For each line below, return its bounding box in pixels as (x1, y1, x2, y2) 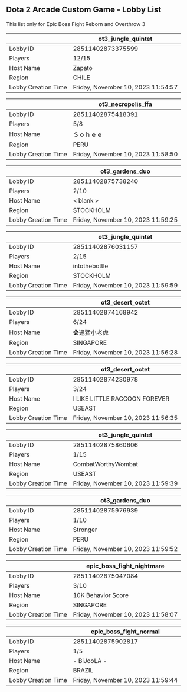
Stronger (73, 526, 97, 534)
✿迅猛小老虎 (73, 328, 109, 337)
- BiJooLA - (73, 656, 107, 665)
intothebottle (73, 262, 109, 270)
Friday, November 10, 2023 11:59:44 (73, 675, 178, 684)
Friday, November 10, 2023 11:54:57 (73, 83, 178, 91)
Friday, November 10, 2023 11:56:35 (73, 414, 178, 422)
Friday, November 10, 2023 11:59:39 (73, 479, 178, 488)
